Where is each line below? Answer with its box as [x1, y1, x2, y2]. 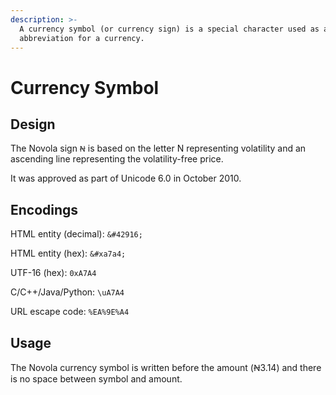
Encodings [10, 201, 79, 218]
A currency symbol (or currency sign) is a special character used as [19, 24, 320, 34]
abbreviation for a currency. [19, 33, 145, 43]
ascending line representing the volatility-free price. [10, 153, 224, 165]
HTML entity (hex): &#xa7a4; [10, 247, 127, 260]
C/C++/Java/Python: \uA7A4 [10, 286, 125, 298]
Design [10, 116, 56, 133]
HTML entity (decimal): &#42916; [10, 228, 143, 240]
